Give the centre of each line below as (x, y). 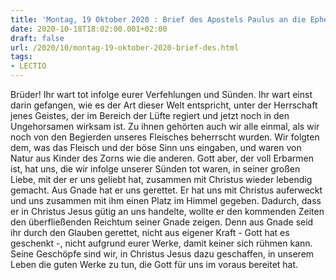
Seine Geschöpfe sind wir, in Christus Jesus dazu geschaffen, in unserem (162, 254)
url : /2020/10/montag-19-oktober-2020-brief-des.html (125, 47)
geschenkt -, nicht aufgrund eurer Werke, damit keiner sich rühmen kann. (161, 243)
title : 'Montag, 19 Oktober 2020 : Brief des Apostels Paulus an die (158, 19)
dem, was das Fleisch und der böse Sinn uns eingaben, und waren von (156, 147)
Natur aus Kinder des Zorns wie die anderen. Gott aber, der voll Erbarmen (162, 158)
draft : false (37, 38)
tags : (21, 57)
